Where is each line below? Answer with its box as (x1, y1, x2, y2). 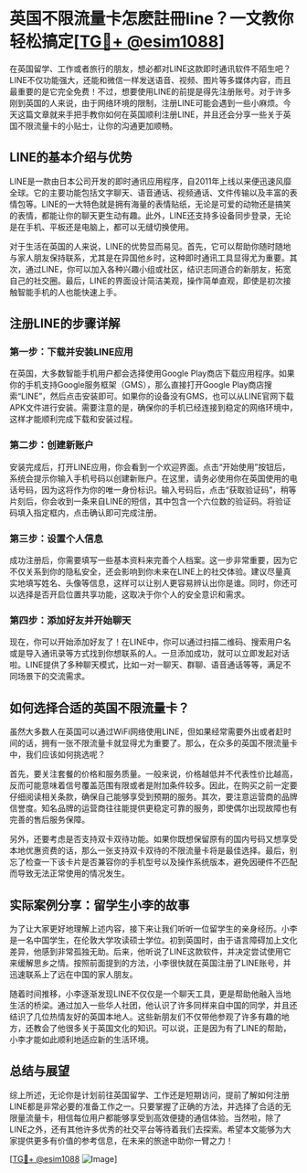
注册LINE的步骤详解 (9, 316, 121, 332)
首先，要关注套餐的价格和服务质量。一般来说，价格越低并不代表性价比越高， (9, 769, 298, 780)
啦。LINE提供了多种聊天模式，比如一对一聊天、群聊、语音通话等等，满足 (9, 659, 283, 670)
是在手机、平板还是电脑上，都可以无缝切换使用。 (9, 221, 194, 232)
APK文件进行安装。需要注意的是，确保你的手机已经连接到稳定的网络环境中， (9, 402, 299, 413)
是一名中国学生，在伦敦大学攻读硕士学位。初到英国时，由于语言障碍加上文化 (9, 934, 298, 945)
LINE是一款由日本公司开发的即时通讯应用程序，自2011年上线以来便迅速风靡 (9, 176, 292, 187)
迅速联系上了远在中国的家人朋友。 (9, 968, 138, 979)
